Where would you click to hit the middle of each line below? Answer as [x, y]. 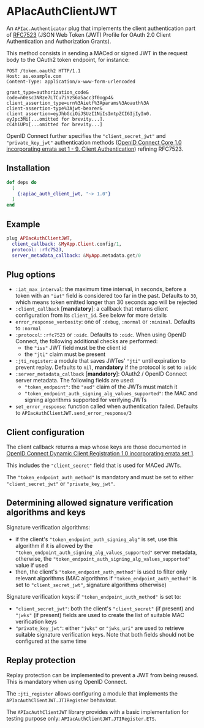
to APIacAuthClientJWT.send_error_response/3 [73, 413]
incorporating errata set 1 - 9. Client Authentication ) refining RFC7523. [95, 149]
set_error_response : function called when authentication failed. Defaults [106, 406]
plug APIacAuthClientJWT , [39, 238]
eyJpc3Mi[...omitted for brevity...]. [56, 119]
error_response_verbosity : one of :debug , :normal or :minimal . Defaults [105, 322]
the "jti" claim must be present [65, 354]
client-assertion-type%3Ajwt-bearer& [55, 108]
